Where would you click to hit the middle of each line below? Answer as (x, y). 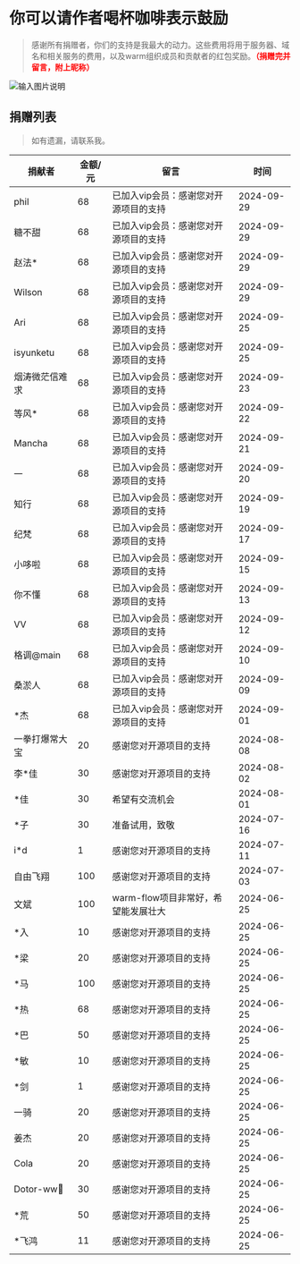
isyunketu (34, 352)
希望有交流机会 (144, 799)
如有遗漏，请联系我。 (70, 140)
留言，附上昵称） (62, 67)
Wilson (28, 292)
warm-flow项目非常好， (163, 897)
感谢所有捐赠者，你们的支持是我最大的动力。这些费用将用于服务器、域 (160, 45)
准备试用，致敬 (144, 825)
